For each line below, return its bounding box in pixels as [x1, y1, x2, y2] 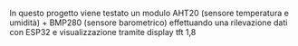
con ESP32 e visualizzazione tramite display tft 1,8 [9, 27, 197, 37]
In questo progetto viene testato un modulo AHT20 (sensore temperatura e [9, 8, 290, 18]
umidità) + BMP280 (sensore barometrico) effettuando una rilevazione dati [9, 17, 288, 28]
